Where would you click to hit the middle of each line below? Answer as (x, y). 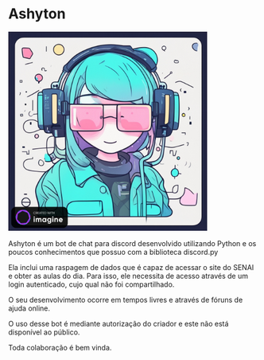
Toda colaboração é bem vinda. (60, 347)
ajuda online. (29, 308)
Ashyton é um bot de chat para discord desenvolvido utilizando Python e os (132, 243)
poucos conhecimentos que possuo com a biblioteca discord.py (113, 252)
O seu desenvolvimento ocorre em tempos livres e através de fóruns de (126, 299)
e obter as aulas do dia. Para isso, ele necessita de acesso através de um (128, 276)
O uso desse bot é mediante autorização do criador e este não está (118, 323)
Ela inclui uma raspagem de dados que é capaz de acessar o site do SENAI (131, 267)
